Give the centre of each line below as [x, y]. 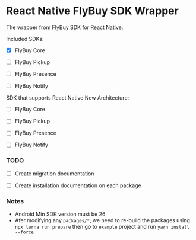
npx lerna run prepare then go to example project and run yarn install [102, 227]
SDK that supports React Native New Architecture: [68, 98]
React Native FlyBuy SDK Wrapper [93, 11]
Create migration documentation [54, 174]
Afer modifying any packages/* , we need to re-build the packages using [102, 220]
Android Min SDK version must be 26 [60, 214]
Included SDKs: [25, 39]
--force [24, 232]
